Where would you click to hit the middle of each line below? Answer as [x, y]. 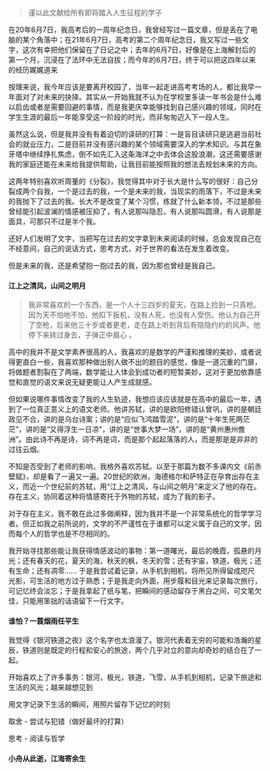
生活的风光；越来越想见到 [51, 687]
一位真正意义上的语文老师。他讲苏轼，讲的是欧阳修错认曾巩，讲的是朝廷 [142, 410]
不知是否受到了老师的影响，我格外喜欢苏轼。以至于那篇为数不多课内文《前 [131, 467]
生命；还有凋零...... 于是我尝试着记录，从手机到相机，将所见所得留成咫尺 [135, 571]
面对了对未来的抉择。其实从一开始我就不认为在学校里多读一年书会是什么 [135, 97]
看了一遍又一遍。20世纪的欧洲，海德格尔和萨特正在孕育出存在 [150, 476]
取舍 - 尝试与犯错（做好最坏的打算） [68, 721]
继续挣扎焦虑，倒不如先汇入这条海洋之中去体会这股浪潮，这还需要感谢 [145, 154]
